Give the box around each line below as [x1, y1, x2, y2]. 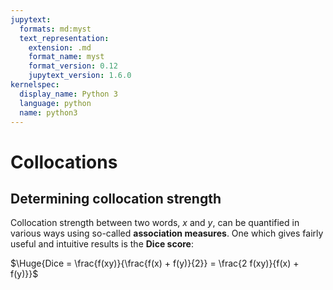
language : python [19, 98, 92, 108]
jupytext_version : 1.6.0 [28, 71, 132, 81]
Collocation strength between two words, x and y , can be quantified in [10, 217, 300, 229]
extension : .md [28, 42, 92, 53]
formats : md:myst [19, 24, 92, 34]
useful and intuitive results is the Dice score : [10, 238, 194, 250]
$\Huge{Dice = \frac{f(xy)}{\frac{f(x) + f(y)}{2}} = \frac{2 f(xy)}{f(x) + [10, 257, 300, 270]
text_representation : [19, 33, 110, 43]
